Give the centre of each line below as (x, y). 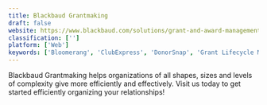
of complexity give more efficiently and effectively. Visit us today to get (124, 84)
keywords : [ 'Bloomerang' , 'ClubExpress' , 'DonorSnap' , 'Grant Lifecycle (131, 52)
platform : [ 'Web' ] (39, 45)
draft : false (30, 23)
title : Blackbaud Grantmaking (58, 16)
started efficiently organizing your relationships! (87, 92)
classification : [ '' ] (44, 38)
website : (23, 30)
